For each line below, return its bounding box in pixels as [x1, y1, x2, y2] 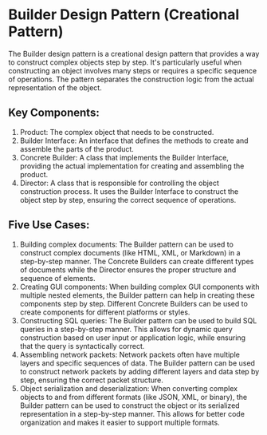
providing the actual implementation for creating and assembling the [19, 161, 245, 171]
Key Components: [8, 106, 100, 120]
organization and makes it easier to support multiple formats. [19, 417, 221, 427]
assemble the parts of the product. [19, 144, 134, 153]
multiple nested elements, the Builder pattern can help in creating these [19, 290, 255, 300]
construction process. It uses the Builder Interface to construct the [19, 186, 239, 196]
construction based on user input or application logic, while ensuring [19, 333, 245, 342]
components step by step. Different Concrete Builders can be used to [19, 299, 249, 308]
